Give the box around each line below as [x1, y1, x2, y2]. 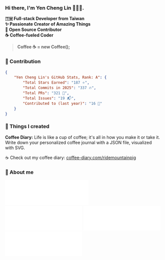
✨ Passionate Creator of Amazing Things [5, 21, 91, 27]
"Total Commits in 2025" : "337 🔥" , [23, 86, 97, 91]
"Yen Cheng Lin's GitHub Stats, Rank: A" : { [14, 75, 107, 80]
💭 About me [5, 168, 33, 175]
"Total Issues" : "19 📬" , [23, 96, 76, 100]
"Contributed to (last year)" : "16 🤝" [23, 101, 102, 106]
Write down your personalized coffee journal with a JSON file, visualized [5, 139, 152, 145]
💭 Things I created [5, 123, 50, 130]
